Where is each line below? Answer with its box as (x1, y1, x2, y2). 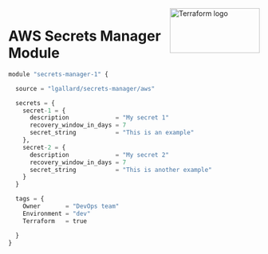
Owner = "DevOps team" (22, 202, 120, 210)
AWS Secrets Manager (8, 27, 161, 45)
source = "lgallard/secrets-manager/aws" (15, 84, 156, 92)
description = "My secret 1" (29, 114, 170, 122)
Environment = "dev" (22, 209, 91, 217)
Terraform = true (22, 217, 88, 225)
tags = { (15, 195, 45, 203)
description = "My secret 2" (29, 150, 170, 158)
